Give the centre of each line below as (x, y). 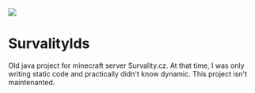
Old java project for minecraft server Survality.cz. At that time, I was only (126, 65)
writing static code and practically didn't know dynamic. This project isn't (128, 73)
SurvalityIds (49, 44)
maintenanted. (32, 82)
